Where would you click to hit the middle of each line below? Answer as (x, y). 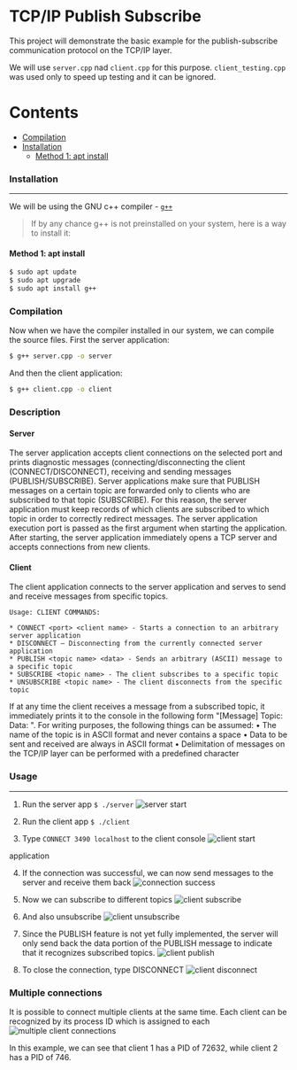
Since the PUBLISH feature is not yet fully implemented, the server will (150, 934)
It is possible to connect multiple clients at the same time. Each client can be (148, 1012)
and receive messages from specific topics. (89, 596)
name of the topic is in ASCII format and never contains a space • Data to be (148, 735)
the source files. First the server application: (89, 340)
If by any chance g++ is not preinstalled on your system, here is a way (159, 224)
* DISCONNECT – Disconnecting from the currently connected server (136, 644)
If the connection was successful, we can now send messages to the (148, 872)
